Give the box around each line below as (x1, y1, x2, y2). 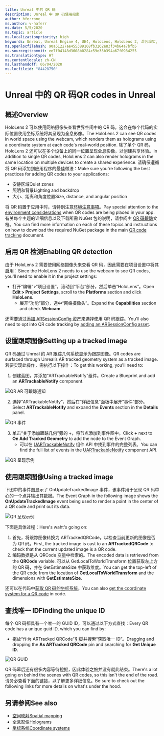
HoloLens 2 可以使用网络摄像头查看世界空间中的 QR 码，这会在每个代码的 (5, 124, 154, 130)
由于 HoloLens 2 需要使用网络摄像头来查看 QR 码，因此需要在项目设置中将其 (5, 262, 159, 267)
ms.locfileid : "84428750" (5, 67, 58, 72)
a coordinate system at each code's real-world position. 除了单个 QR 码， (5, 142, 153, 147)
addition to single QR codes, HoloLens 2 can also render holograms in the (5, 153, 154, 159)
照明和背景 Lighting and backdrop (12, 187, 79, 193)
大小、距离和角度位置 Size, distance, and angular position (12, 194, 127, 199)
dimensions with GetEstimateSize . (12, 575, 82, 581)
